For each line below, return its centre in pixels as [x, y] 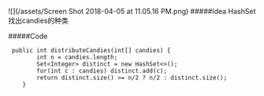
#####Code [28, 36]
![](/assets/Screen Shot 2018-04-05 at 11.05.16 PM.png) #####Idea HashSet [132, 11]
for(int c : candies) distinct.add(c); [102, 71]
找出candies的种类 [38, 20]
